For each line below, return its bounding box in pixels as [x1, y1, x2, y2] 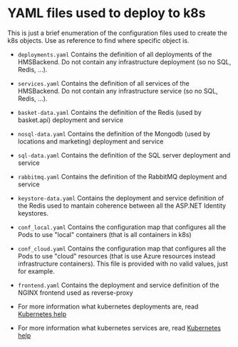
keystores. [17, 208, 48, 217]
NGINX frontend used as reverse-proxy [17, 288, 133, 297]
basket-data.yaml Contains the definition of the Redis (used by [17, 108, 202, 116]
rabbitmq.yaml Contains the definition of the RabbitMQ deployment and [17, 172, 227, 181]
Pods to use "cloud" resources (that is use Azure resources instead [17, 251, 216, 260]
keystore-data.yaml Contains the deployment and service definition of [17, 193, 224, 202]
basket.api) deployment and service [17, 116, 123, 124]
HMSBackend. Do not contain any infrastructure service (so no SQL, [17, 86, 219, 95]
